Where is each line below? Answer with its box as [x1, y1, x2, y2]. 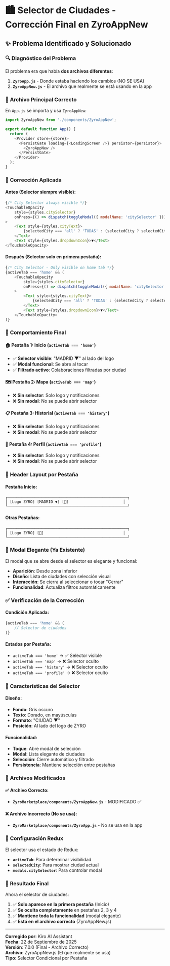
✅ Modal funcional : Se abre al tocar [12, 361, 89, 367]
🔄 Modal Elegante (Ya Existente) [5, 547, 85, 554]
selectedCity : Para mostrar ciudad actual [12, 862, 99, 868]
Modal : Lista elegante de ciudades [12, 751, 85, 757]
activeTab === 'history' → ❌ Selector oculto [12, 663, 108, 670]
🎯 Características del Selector [5, 682, 80, 689]
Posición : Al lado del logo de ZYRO [12, 722, 86, 729]
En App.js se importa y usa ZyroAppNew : [5, 108, 87, 114]
